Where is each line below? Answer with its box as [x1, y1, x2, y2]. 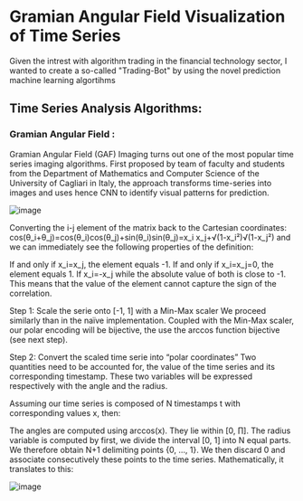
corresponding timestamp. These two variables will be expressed [9, 371, 253, 382]
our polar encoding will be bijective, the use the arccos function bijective [9, 324, 280, 336]
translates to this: [9, 463, 74, 474]
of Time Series [9, 25, 121, 46]
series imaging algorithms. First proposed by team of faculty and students [9, 158, 286, 169]
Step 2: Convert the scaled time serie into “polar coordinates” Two [9, 351, 257, 363]
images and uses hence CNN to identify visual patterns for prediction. [9, 187, 270, 198]
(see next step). [9, 334, 68, 345]
